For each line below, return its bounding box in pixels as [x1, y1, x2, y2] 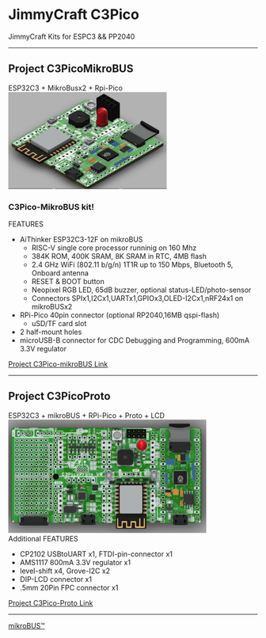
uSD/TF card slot [31, 318, 87, 328]
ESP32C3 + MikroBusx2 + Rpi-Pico [8, 83, 123, 93]
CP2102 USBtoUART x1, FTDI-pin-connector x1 [19, 549, 173, 559]
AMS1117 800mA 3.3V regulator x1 [19, 557, 131, 567]
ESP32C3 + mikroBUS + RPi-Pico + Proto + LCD [8, 410, 165, 420]
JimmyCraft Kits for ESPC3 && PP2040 [8, 32, 135, 41]
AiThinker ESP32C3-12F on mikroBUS [19, 234, 143, 244]
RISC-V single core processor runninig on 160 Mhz [31, 243, 197, 253]
